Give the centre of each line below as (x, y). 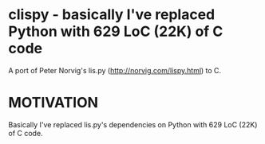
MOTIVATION (53, 103)
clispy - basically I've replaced (112, 15)
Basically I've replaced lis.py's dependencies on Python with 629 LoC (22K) (133, 124)
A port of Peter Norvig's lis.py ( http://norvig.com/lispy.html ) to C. (115, 70)
